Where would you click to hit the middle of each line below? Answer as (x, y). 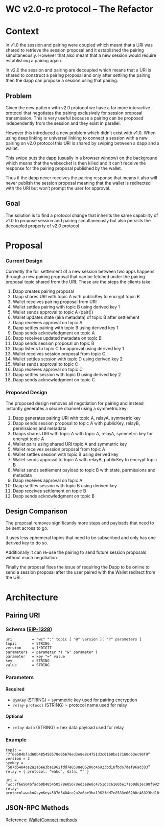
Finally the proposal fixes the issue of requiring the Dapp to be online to (78, 567)
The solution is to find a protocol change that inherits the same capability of (82, 215)
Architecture (32, 597)
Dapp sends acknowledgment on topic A (54, 333)
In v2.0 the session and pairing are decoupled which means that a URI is (78, 70)
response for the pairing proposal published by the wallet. (64, 168)
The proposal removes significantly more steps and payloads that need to (80, 523)
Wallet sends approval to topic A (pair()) (53, 312)
